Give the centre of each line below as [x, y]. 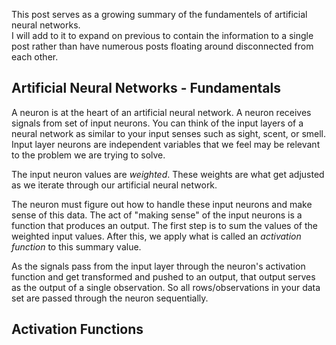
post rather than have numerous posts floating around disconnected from [162, 46]
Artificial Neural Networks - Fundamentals [146, 88]
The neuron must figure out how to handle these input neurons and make [162, 204]
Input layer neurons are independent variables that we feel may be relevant [166, 144]
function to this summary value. [76, 246]
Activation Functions [77, 329]
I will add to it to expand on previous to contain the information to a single [162, 35]
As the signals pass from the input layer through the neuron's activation [158, 266]
